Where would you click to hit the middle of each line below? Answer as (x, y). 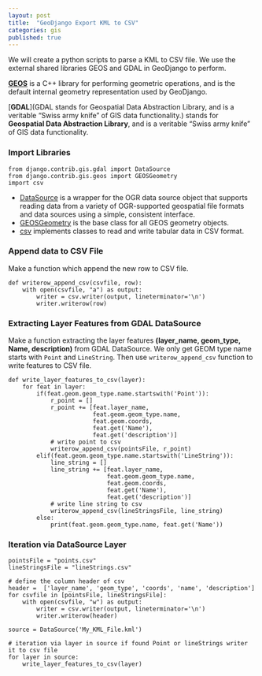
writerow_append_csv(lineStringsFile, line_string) (137, 511)
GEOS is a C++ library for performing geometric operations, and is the (122, 84)
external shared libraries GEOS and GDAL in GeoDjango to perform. (117, 69)
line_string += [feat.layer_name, (107, 470)
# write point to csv (86, 442)
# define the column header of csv (66, 581)
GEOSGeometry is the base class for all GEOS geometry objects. (124, 222)
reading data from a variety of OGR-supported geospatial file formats (132, 206)
